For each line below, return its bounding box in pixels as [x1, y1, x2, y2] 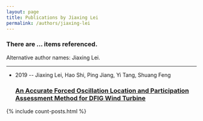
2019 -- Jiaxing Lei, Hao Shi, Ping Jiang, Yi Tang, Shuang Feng [14, 71, 171, 79]
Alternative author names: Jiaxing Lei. [6, 54, 101, 61]
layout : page [6, 8, 39, 15]
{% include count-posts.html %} [6, 107, 86, 115]
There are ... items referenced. [6, 40, 98, 48]
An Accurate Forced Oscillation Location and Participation [14, 86, 189, 94]
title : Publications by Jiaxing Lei [6, 15, 98, 21]
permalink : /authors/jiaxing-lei [6, 20, 91, 26]
